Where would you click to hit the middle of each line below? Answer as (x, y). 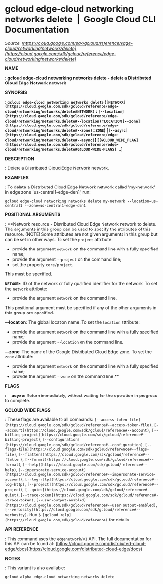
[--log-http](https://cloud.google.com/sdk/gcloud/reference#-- (92, 480)
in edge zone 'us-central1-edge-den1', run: (48, 192)
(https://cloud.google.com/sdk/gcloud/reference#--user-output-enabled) (81, 505)
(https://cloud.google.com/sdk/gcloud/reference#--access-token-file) (78, 425)
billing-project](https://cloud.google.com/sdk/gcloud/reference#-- (76, 435)
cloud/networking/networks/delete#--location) (53, 121)
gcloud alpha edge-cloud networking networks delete (60, 577)
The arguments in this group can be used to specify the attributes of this (78, 229)
